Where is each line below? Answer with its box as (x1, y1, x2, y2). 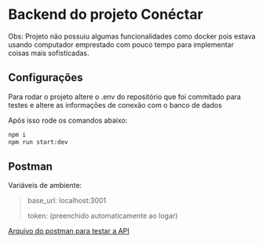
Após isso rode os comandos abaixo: (8, 116, 128, 125)
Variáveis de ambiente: (8, 181, 82, 190)
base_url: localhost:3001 (27, 196, 107, 205)
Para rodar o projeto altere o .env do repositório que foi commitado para (8, 92, 241, 101)
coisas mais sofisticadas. (8, 48, 89, 57)
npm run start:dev (8, 138, 68, 146)
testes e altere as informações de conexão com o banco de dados (8, 100, 222, 109)
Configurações (8, 71, 84, 84)
